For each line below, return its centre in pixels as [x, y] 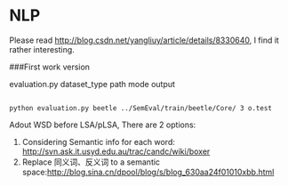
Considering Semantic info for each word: [98, 142]
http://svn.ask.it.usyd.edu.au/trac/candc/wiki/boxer [116, 151]
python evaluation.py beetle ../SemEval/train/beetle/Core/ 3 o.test [141, 108]
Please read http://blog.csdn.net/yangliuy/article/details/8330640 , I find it [144, 40]
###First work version [50, 67]
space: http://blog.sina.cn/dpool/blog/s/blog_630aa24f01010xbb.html [148, 172]
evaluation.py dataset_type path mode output [92, 84]
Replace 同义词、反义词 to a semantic [91, 162]
